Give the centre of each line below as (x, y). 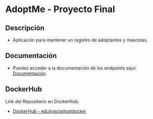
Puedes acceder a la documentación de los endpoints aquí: (74, 68)
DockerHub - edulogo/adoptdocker (49, 111)
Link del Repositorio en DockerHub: (42, 101)
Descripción (25, 28)
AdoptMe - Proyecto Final (60, 9)
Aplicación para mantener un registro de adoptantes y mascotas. (80, 40)
